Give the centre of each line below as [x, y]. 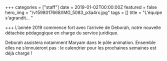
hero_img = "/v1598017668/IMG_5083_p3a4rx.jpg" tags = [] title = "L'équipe [84, 12]
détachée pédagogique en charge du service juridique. [62, 33]
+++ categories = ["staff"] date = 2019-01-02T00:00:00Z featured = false [81, 7]
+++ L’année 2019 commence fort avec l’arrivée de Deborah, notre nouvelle [83, 27]
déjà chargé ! [19, 53]
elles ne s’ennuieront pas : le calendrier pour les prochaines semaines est [81, 48]
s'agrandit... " [19, 18]
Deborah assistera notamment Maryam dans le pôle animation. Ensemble [80, 42]
